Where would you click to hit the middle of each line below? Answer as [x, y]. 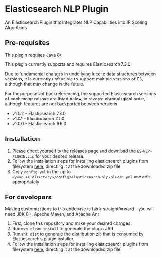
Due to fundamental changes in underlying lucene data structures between [80, 74]
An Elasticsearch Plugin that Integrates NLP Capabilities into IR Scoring [76, 22]
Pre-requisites [27, 43]
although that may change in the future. [45, 84]
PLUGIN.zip [23, 156]
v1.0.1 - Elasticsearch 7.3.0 [38, 119]
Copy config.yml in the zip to [41, 171]
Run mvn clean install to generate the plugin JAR [63, 229]
